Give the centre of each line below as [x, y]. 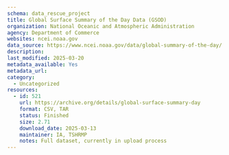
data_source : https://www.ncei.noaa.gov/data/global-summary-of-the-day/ [115, 45]
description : [26, 52]
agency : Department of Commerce [53, 33]
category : [21, 77]
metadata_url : [27, 71]
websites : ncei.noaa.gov [43, 39]
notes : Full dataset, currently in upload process [93, 141]
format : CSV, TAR [44, 109]
